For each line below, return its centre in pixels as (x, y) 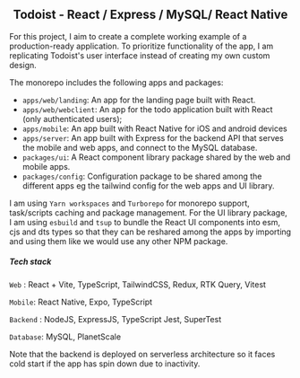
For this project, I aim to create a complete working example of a (128, 36)
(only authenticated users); (72, 119)
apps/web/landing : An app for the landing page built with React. (139, 100)
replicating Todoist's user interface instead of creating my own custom (140, 55)
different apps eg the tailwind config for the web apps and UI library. (148, 185)
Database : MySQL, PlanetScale (65, 337)
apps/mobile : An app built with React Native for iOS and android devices (155, 128)
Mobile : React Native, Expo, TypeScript (81, 302)
